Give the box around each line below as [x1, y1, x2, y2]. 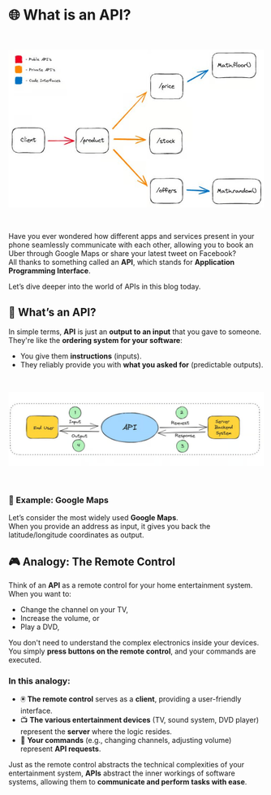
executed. [8, 655, 42, 664]
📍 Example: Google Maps [8, 494, 110, 506]
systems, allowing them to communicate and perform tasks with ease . [8, 777, 247, 787]
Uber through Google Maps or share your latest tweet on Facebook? [8, 249, 237, 258]
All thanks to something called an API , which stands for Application [8, 258, 235, 267]
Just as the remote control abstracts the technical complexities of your [8, 760, 245, 770]
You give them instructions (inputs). [19, 351, 142, 361]
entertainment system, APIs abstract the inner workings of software [8, 768, 235, 778]
